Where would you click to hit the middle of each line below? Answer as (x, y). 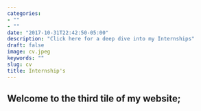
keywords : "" (26, 58)
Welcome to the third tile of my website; (94, 98)
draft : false (26, 45)
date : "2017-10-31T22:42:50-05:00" (58, 33)
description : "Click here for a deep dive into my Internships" (101, 39)
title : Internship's (37, 71)
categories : (24, 13)
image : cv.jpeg (29, 52)
